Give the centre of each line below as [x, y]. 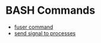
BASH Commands [50, 10]
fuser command [34, 27]
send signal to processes [45, 33]
